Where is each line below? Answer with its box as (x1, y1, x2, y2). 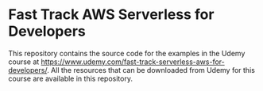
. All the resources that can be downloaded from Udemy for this (46, 65, 256, 74)
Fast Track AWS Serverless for (8, 6, 215, 24)
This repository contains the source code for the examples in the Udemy (8, 48, 246, 58)
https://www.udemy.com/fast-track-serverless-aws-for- (41, 57, 225, 66)
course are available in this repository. (8, 74, 133, 83)
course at (8, 57, 40, 66)
